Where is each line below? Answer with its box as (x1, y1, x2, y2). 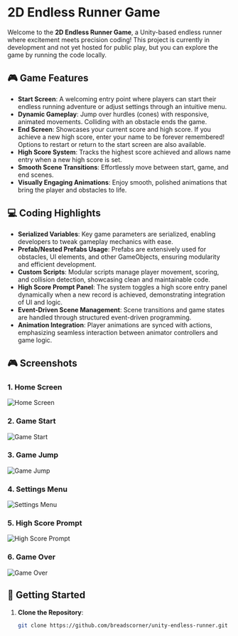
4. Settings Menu (7, 484, 67, 494)
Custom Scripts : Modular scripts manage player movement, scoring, (17, 267, 220, 276)
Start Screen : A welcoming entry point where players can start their (17, 94, 217, 103)
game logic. (17, 336, 53, 344)
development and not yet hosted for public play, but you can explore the (7, 43, 219, 51)
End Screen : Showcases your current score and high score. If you (17, 125, 212, 133)
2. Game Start (7, 416, 56, 426)
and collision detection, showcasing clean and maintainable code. (17, 275, 211, 284)
